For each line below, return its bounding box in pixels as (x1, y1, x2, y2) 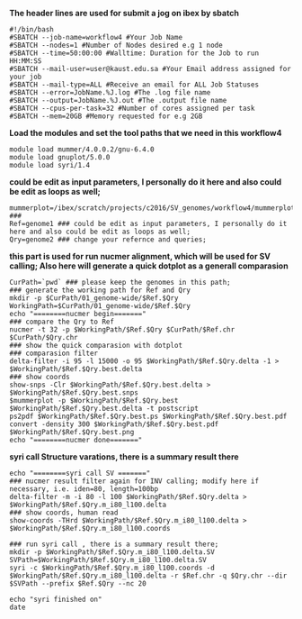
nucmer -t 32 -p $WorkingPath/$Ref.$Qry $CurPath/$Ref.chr (9, 325, 235, 334)
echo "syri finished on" (9, 595, 102, 604)
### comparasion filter (9, 349, 99, 358)
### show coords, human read (9, 508, 119, 517)
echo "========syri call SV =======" (9, 469, 151, 478)
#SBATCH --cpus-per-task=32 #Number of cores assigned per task (9, 104, 255, 113)
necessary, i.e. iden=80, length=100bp (9, 485, 159, 494)
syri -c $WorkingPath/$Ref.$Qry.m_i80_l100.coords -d (9, 563, 216, 572)
